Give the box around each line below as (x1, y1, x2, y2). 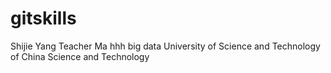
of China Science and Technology (10, 50, 150, 62)
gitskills (10, 7, 77, 30)
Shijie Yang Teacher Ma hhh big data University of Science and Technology (10, 40, 321, 52)
